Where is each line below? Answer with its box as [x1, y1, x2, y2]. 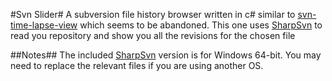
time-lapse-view [10, 19, 78, 31]
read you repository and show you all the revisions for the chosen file [10, 30, 296, 41]
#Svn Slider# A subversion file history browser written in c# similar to [10, 9, 296, 20]
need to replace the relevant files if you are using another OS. [10, 60, 264, 71]
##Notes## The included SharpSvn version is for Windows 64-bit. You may [10, 49, 322, 61]
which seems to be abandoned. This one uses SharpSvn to [79, 19, 323, 31]
